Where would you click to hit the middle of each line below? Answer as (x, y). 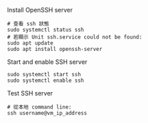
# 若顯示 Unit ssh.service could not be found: (75, 37)
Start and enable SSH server (47, 62)
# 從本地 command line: (39, 107)
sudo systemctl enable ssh (46, 80)
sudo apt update (30, 43)
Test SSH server (30, 93)
